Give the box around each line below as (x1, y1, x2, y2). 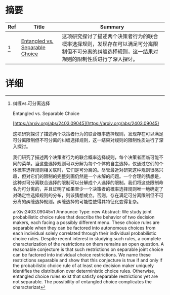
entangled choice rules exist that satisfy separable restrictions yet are (12, 273, 158, 279)
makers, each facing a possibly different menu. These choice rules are (12, 219, 160, 226)
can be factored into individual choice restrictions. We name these (12, 251, 151, 257)
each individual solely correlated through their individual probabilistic (12, 230, 157, 236)
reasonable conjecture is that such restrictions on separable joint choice (12, 246, 163, 252)
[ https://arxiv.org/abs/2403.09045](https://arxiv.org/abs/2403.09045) (12, 120, 159, 126)
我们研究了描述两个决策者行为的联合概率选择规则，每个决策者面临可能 (12, 154, 159, 160)
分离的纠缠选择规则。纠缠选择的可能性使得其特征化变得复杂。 (12, 198, 142, 204)
